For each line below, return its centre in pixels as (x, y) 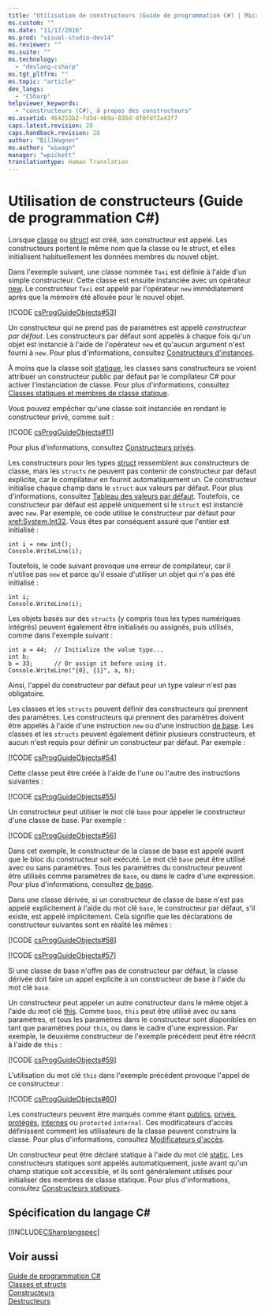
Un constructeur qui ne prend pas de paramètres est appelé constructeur (127, 327)
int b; (19, 657)
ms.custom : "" (32, 23)
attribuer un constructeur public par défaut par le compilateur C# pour (122, 376)
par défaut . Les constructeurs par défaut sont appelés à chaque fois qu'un (129, 336)
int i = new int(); (40, 544)
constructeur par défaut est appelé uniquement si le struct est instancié (125, 505)
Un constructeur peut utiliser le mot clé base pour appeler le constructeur (127, 812)
